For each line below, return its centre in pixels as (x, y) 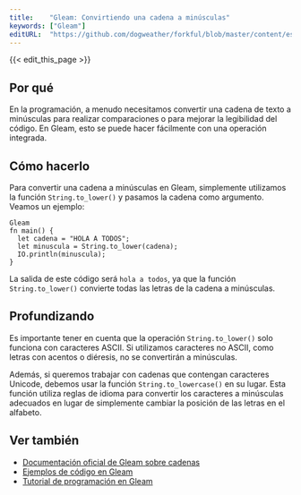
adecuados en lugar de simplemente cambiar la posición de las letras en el (147, 403)
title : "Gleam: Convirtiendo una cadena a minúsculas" (120, 17)
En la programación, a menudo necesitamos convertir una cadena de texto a (150, 109)
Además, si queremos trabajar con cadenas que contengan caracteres (139, 374)
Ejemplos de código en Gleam (77, 472)
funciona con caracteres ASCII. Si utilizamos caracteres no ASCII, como (142, 347)
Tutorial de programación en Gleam (88, 481)
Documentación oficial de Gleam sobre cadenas (111, 462)
